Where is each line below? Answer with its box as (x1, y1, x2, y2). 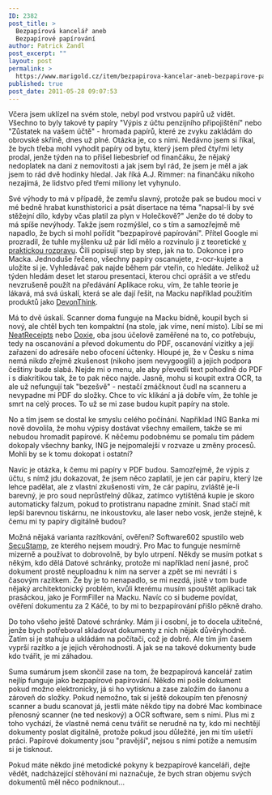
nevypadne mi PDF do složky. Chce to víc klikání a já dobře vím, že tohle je (8, 391, 257, 400)
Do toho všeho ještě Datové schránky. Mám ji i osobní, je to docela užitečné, (8, 617, 263, 626)
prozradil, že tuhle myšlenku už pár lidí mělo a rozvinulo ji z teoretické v (8, 237, 247, 247)
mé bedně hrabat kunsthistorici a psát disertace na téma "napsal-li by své (8, 203, 255, 212)
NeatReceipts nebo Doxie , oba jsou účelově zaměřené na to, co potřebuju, (8, 330, 257, 340)
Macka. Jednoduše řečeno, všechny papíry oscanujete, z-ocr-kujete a (8, 254, 244, 264)
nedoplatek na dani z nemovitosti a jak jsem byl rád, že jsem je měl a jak (8, 161, 249, 171)
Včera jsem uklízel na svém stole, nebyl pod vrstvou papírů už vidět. (8, 109, 236, 119)
